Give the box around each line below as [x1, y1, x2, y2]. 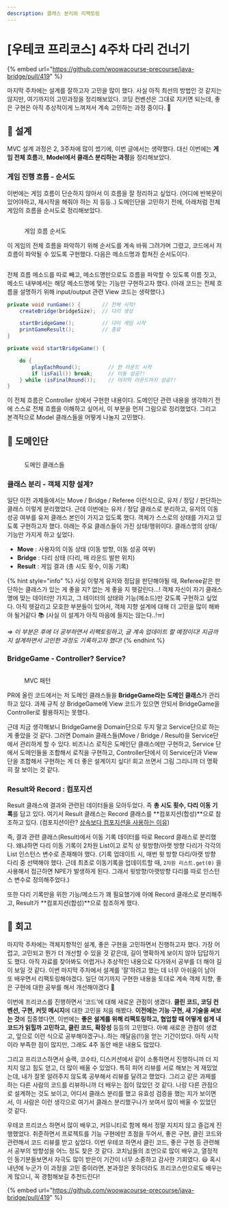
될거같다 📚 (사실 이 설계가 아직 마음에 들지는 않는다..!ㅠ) [14, 611, 165, 619]
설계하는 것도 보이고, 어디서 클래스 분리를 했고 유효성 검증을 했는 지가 [14, 1089, 198, 1097]
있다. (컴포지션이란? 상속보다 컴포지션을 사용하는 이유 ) [25, 818, 170, 826]
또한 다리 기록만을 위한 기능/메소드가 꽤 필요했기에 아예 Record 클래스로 [7, 890, 200, 898]
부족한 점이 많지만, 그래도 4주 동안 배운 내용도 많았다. [19, 1040, 162, 1048]
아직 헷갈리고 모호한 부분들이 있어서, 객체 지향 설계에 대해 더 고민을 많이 [16, 602, 207, 611]
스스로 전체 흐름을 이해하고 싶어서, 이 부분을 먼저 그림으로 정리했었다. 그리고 [14, 405, 217, 413]
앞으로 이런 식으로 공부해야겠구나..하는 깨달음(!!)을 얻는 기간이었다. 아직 [16, 1032, 206, 1040]
